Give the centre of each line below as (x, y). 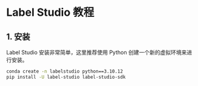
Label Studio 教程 (50, 12)
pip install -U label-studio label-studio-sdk (66, 77)
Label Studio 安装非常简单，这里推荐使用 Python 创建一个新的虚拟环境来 (97, 52)
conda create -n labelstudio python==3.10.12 (64, 71)
